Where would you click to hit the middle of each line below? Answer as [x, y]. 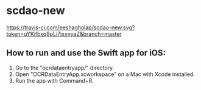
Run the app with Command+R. [54, 80]
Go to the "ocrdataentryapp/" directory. [65, 67]
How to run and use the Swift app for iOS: [86, 53]
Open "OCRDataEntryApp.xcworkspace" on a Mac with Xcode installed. [105, 74]
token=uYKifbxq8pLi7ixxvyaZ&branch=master [64, 33]
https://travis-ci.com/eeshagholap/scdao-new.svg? [71, 27]
